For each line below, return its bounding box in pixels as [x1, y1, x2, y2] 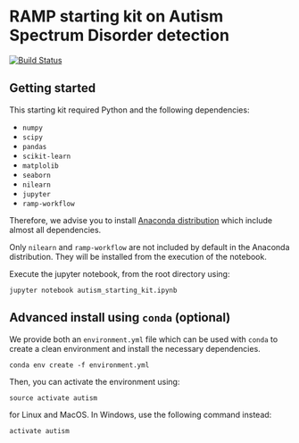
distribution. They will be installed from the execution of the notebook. [9, 251, 268, 262]
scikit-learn [21, 152, 71, 161]
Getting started [9, 80, 96, 96]
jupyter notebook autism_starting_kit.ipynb [9, 286, 178, 295]
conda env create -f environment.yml [9, 360, 150, 370]
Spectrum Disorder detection [9, 25, 230, 46]
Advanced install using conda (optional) [9, 310, 231, 325]
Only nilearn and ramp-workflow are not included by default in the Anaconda [9, 241, 290, 252]
